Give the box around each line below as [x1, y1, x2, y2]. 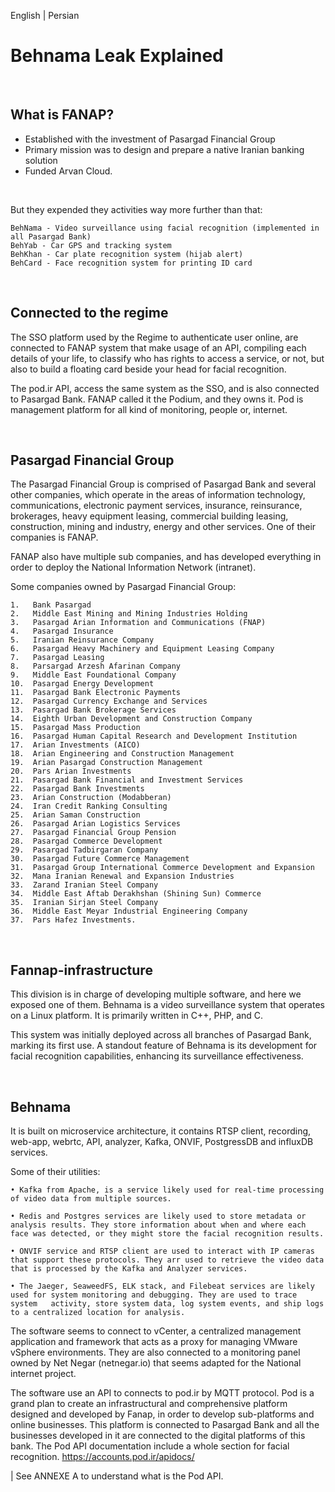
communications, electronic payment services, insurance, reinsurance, [10, 500, 303, 512]
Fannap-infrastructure [10, 961, 153, 979]
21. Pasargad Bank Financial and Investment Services [10, 775, 244, 785]
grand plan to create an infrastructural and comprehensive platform [10, 1398, 288, 1409]
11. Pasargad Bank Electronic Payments [10, 688, 182, 698]
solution [24, 154, 58, 166]
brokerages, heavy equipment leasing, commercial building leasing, [10, 510, 289, 522]
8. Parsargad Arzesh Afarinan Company [10, 661, 182, 672]
